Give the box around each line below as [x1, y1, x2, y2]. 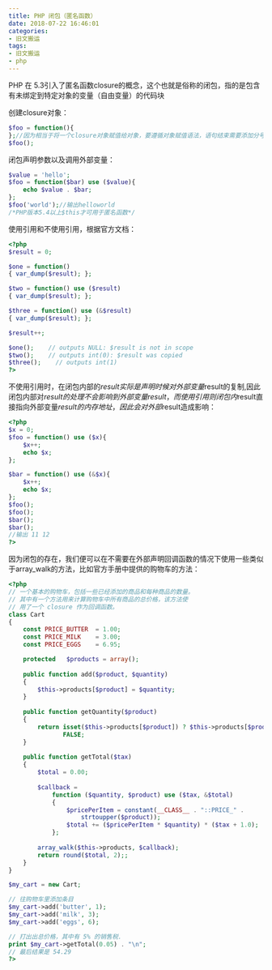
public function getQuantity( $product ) [23, 708, 158, 716]
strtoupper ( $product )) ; [80, 814, 161, 822]
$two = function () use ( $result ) [8, 284, 121, 293]
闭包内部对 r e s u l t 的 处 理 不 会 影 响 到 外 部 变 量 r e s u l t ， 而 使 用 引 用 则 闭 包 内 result [8, 392, 257, 402]
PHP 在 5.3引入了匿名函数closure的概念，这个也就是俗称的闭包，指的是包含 [8, 80, 261, 90]
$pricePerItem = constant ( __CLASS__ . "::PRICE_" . [66, 805, 244, 814]
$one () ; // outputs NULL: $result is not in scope [8, 344, 194, 352]
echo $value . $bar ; [23, 186, 92, 194]
